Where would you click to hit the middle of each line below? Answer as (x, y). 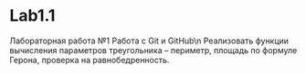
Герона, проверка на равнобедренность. (90, 60)
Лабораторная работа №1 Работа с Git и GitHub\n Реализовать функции (149, 41)
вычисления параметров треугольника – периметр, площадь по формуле (153, 50)
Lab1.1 (32, 16)
